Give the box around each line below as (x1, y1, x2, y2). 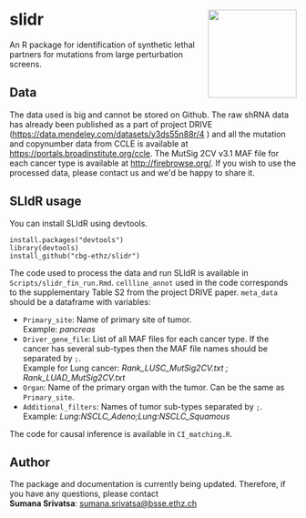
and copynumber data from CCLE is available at (9, 137, 189, 149)
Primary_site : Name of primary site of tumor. (22, 314, 192, 325)
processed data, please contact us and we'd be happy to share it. (9, 167, 255, 178)
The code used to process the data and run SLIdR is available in (9, 267, 249, 278)
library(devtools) (9, 243, 79, 252)
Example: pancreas (22, 323, 96, 334)
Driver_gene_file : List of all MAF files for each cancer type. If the (22, 333, 270, 344)
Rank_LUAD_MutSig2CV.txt (22, 371, 126, 382)
